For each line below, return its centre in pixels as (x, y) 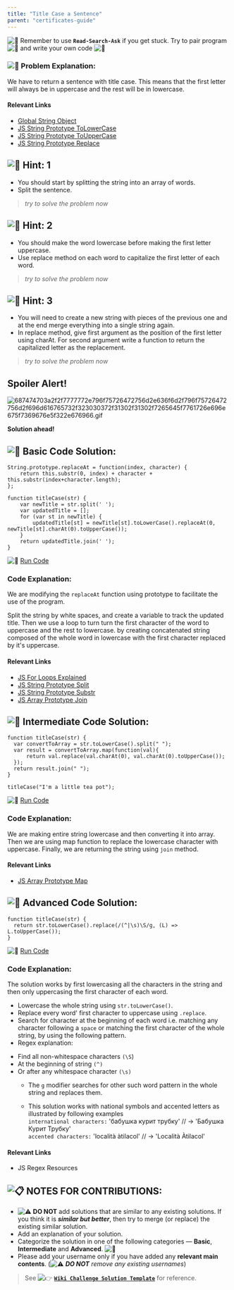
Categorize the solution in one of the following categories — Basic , (115, 1241)
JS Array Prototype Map (53, 881)
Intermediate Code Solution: (86, 722)
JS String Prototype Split (53, 685)
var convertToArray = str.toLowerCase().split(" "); (93, 744)
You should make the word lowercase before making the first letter (114, 242)
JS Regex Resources (48, 1168)
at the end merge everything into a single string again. (96, 325)
